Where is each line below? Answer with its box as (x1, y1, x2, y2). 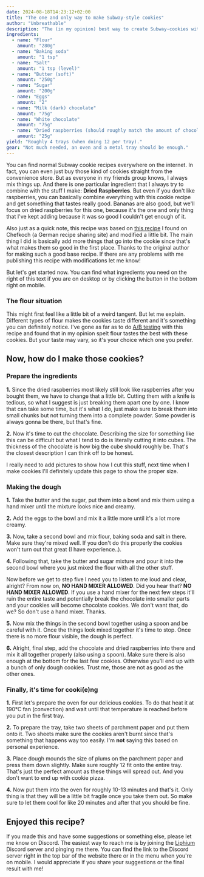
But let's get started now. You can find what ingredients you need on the (6, 268, 187, 276)
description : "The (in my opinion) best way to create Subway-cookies (6, 26, 189, 32)
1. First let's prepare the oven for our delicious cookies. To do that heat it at (6, 699, 194, 706)
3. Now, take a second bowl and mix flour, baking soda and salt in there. (6, 533, 187, 540)
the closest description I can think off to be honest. (6, 449, 134, 456)
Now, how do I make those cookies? (6, 353, 144, 364)
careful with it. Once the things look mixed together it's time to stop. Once (6, 626, 191, 633)
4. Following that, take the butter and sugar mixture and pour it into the (6, 557, 183, 565)
